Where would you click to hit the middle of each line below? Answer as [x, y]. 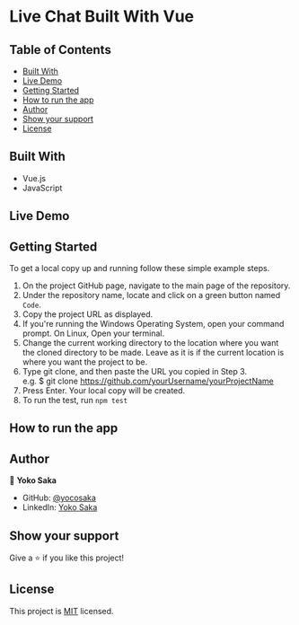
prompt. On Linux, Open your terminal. [93, 333]
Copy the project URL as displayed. [88, 314]
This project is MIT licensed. [62, 611]
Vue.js [34, 178]
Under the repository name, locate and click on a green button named [151, 295]
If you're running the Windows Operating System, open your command [153, 324]
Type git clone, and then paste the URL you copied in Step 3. [135, 372]
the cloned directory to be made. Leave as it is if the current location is [153, 353]
